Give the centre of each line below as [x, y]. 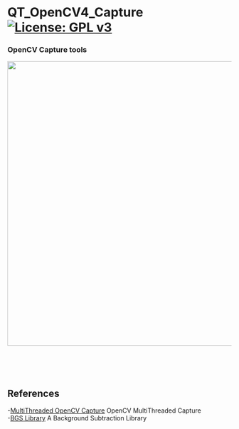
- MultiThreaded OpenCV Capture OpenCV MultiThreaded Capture [104, 411]
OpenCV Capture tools [47, 50]
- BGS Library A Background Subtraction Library [77, 418]
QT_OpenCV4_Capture [75, 12]
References [33, 393]
